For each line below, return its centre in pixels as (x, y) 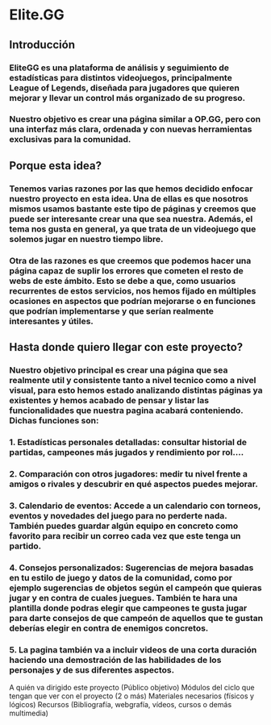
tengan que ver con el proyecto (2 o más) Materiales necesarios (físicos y (132, 696)
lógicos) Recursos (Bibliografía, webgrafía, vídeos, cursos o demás (121, 704)
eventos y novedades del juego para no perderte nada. (118, 515)
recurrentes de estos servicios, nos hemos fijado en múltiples (133, 290)
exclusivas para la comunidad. (70, 140)
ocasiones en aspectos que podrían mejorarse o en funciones (133, 301)
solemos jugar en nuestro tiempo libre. (86, 239)
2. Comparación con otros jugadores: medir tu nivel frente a (129, 473)
